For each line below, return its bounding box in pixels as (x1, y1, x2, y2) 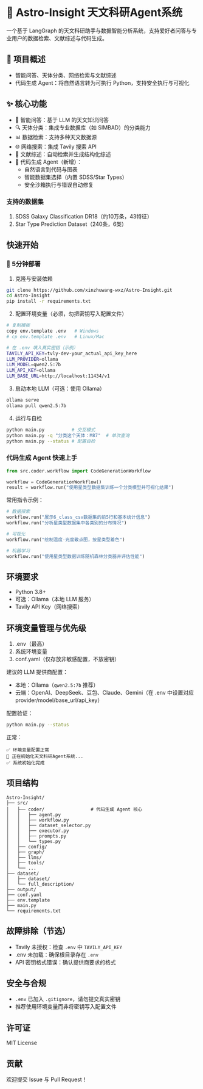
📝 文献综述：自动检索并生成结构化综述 (15, 150, 111, 157)
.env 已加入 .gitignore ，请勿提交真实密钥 (15, 996, 120, 1003)
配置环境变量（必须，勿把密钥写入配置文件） (15, 310, 128, 317)
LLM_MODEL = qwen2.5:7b (6, 361, 61, 368)
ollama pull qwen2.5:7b (6, 402, 67, 409)
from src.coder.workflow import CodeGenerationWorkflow (6, 468, 151, 474)
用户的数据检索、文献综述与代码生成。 (11, 34, 108, 42)
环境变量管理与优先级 (6, 623, 86, 633)
